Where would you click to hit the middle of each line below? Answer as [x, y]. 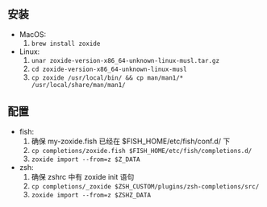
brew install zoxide [66, 43]
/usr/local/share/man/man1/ [78, 85]
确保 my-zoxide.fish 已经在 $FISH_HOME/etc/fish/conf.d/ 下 [131, 141]
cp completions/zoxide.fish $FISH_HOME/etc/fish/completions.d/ [142, 151]
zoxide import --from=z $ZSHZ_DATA [91, 195]
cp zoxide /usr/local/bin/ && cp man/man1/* [107, 78]
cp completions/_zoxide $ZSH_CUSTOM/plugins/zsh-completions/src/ [145, 186]
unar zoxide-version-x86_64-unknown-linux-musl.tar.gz [125, 60]
